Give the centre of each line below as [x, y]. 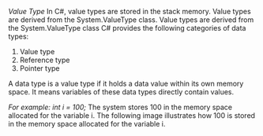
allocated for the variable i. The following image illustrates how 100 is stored [131, 116]
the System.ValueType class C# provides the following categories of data [127, 28]
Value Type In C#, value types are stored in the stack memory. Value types [130, 11]
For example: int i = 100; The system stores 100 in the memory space [120, 107]
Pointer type [39, 68]
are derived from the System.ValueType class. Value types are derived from [131, 20]
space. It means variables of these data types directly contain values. [121, 92]
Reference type [45, 60]
